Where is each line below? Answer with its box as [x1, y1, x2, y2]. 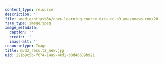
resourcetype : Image [5, 43, 47, 48]
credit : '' [9, 35, 32, 40]
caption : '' [9, 30, 34, 35]
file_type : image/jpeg [5, 21, 51, 26]
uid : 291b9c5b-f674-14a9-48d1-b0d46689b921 [5, 52, 95, 58]
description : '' [5, 12, 38, 17]
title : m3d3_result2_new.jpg [5, 48, 64, 53]
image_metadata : [5, 25, 38, 30]
